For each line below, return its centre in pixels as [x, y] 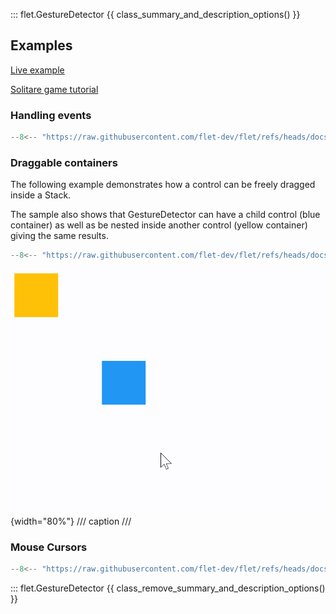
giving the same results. [59, 236]
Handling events [51, 115]
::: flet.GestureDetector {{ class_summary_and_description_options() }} [155, 14]
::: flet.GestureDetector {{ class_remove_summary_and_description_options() [168, 588]
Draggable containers [64, 162]
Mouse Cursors [49, 547]
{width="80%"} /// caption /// [71, 521]
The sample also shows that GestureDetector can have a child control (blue [165, 215]
